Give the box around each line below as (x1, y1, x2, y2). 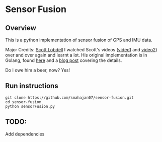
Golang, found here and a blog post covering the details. (5, 57, 122, 63)
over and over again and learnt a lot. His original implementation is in (5, 52, 147, 58)
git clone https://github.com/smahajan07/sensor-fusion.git (5, 95, 134, 100)
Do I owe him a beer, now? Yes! (5, 67, 70, 73)
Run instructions (5, 82, 59, 90)
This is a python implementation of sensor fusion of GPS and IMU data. (5, 37, 152, 43)
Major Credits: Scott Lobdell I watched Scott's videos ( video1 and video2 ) (5, 47, 157, 52)
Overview (5, 24, 37, 32)
